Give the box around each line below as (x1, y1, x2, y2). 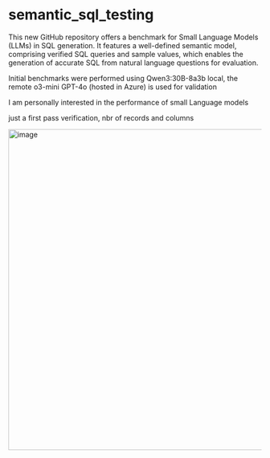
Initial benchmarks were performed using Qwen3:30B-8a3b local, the (8, 73, 239, 83)
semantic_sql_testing (8, 6, 154, 24)
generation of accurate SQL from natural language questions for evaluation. (8, 58, 259, 67)
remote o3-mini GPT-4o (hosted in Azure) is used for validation (8, 82, 217, 92)
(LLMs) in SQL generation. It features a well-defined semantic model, (8, 40, 237, 50)
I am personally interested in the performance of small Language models (8, 97, 249, 107)
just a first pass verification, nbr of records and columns (8, 112, 194, 122)
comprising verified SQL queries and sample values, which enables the (8, 49, 243, 59)
